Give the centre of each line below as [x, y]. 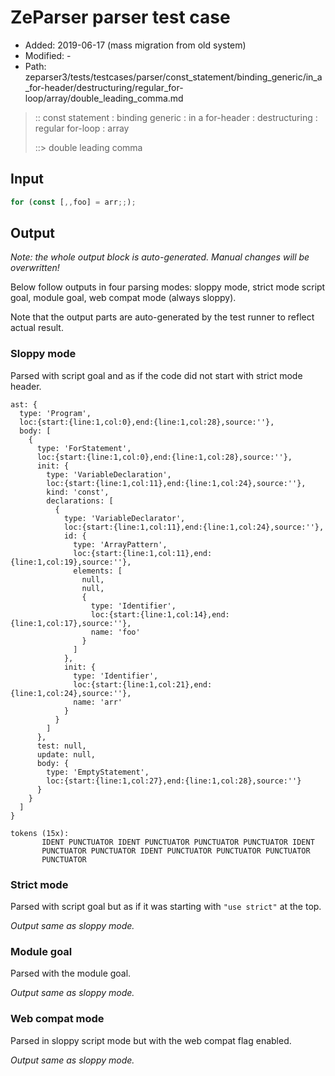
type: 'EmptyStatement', [98, 772]
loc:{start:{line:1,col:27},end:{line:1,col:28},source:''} [174, 781]
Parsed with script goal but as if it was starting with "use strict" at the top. [166, 907]
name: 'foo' [115, 632]
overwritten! [35, 268]
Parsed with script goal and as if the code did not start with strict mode [156, 375]
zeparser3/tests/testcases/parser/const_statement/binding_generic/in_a [173, 77]
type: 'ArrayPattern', [120, 544]
